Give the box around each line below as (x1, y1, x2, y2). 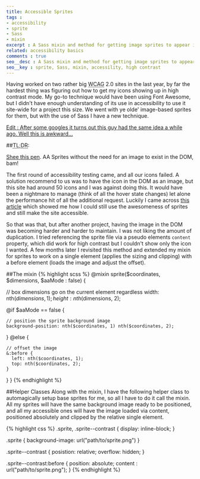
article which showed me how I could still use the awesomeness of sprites (6, 203, 188, 210)
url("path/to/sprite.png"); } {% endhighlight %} (6, 466, 121, 474)
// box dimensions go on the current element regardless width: (6, 288, 160, 296)
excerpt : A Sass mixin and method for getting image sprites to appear (6, 42, 190, 48)
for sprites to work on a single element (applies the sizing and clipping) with (6, 253, 192, 260)
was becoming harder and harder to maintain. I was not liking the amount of (6, 228, 192, 235)
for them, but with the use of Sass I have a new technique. (6, 112, 149, 119)
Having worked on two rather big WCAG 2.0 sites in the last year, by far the (6, 81, 190, 88)
